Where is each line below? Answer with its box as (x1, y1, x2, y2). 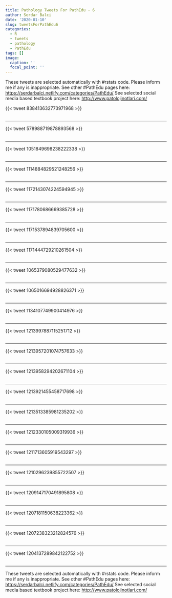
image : (5, 55, 19, 61)
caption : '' (10, 60, 36, 65)
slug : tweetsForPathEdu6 (5, 22, 58, 27)
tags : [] (5, 50, 24, 55)
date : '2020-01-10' (5, 17, 47, 22)
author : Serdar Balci (5, 12, 52, 17)
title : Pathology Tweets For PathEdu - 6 (5, 7, 95, 13)
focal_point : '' (10, 65, 45, 70)
